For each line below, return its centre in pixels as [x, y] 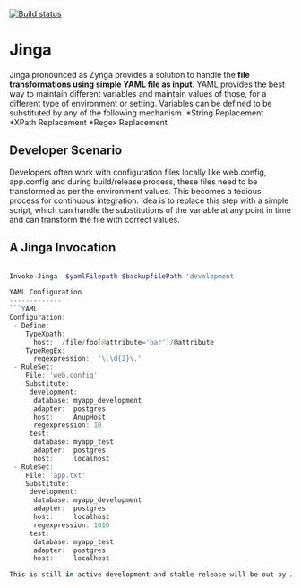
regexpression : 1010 [71, 525]
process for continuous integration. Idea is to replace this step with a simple [149, 200]
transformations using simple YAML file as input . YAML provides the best [147, 84]
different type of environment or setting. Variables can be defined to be [141, 103]
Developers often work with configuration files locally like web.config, [138, 172]
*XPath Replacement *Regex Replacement [88, 122]
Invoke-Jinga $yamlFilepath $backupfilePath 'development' [124, 276]
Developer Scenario [66, 151]
